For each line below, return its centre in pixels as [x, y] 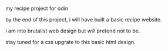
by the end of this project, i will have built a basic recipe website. [84, 19]
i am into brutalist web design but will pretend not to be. [73, 31]
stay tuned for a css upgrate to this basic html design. [70, 42]
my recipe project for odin [37, 8]
